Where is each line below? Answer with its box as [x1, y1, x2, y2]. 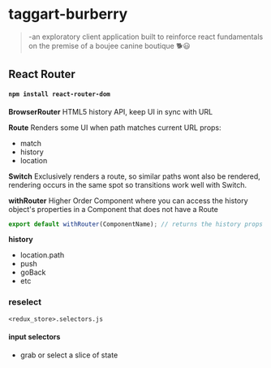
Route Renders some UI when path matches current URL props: [8, 123, 222, 132]
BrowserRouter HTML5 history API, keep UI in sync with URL [8, 106, 213, 116]
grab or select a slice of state [19, 350, 118, 360]
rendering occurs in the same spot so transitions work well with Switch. [8, 180, 247, 189]
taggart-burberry [8, 5, 128, 24]
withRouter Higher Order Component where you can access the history [8, 196, 249, 206]
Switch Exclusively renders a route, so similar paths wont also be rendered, [8, 171, 261, 181]
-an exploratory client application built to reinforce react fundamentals [28, 32, 264, 41]
